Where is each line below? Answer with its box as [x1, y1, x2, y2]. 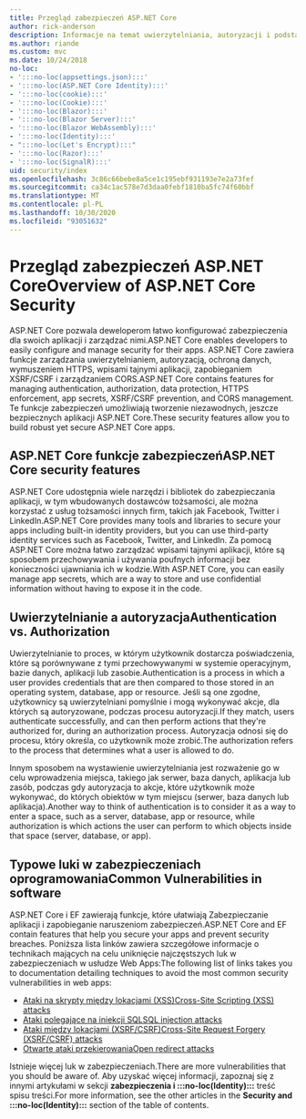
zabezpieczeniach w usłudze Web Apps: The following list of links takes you [9, 958, 293, 969]
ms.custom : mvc [9, 47, 67, 56]
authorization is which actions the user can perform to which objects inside [9, 821, 292, 832]
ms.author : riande [9, 38, 79, 48]
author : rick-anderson [9, 22, 96, 31]
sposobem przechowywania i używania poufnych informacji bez [9, 554, 250, 565]
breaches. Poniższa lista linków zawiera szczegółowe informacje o [9, 939, 260, 949]
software [9, 885, 62, 900]
